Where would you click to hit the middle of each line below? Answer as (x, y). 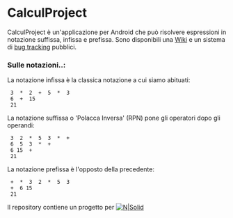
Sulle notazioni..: (37, 65)
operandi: (21, 125)
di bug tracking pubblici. (42, 47)
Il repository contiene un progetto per (61, 208)
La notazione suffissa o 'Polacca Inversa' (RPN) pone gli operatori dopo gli (114, 118)
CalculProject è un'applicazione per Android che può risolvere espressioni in (117, 32)
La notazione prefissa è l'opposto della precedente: (81, 169)
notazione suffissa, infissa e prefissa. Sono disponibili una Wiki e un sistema (116, 39)
